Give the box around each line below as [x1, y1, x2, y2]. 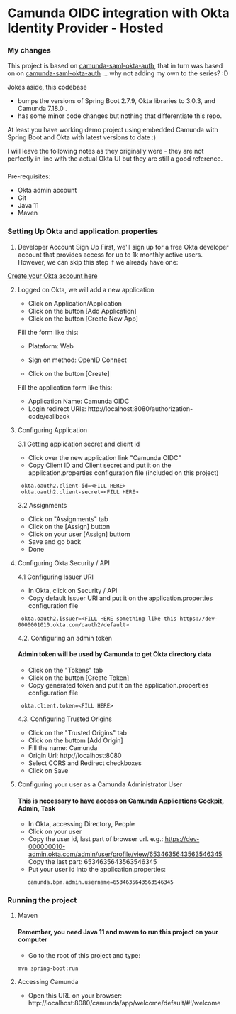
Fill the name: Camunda [28, 743, 98, 752]
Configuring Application [17, 425, 87, 434]
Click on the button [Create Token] [28, 673, 130, 682]
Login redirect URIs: [28, 404, 86, 413]
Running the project [7, 895, 77, 905]
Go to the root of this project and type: [28, 951, 140, 959]
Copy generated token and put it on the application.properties [28, 681, 209, 689]
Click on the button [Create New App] [28, 314, 138, 323]
